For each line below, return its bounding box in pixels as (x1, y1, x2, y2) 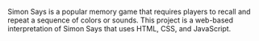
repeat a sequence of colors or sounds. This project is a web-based (7, 15, 234, 25)
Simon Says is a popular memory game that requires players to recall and (7, 7, 251, 16)
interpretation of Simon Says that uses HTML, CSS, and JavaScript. (7, 24, 232, 33)
